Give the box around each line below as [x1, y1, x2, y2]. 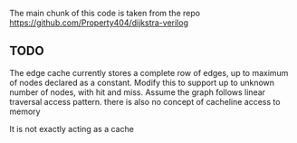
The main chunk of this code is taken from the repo [9, 8, 201, 18]
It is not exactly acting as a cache [9, 123, 134, 134]
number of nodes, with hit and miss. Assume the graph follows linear [9, 86, 265, 98]
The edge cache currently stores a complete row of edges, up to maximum [9, 67, 289, 78]
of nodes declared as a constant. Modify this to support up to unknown [9, 77, 274, 88]
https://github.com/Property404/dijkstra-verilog [9, 17, 188, 28]
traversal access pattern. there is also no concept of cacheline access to [9, 96, 281, 107]
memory [9, 106, 41, 117]
